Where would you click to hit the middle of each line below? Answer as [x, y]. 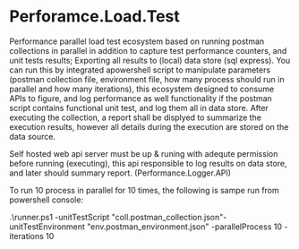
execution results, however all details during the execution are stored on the [149, 126]
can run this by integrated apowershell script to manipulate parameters [140, 70]
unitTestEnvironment [47, 227]
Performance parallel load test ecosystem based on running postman [137, 41]
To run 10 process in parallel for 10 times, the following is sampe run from [144, 190]
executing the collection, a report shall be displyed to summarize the [136, 117]
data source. [33, 136]
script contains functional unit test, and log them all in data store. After [139, 107]
